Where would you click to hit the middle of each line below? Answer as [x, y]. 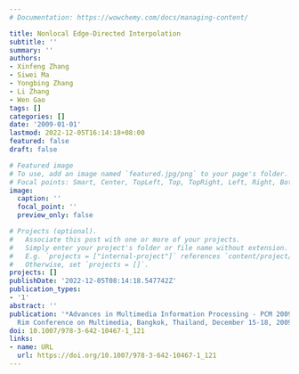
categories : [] [37, 117]
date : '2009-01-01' [45, 125]
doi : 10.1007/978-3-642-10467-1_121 [77, 330]
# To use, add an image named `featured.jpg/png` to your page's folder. [149, 174]
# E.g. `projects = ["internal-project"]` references [115, 256]
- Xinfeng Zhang [39, 67]
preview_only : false [55, 215]
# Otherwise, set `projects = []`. [79, 264]
